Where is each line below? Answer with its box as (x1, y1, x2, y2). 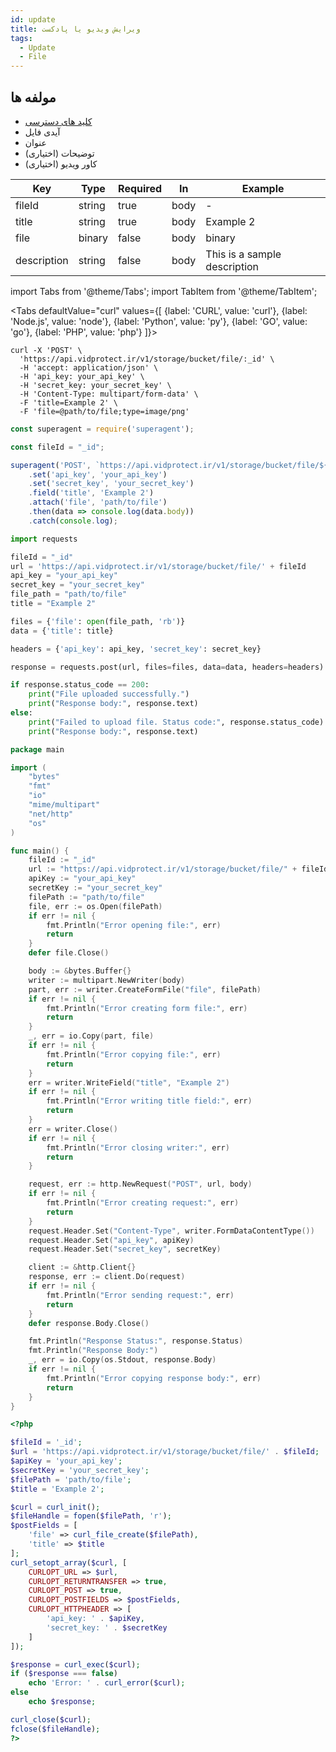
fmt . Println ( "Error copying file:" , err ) (46, 1049, 222, 1060)
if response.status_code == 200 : (10, 680, 150, 690)
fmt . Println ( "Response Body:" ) (28, 1346, 159, 1356)
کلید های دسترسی (24, 115, 93, 127)
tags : (10, 33, 33, 43)
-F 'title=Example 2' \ (19, 397, 118, 408)
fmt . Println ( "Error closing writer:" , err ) (46, 1142, 230, 1153)
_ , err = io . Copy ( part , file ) (28, 1031, 155, 1041)
